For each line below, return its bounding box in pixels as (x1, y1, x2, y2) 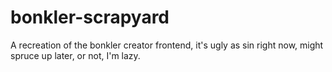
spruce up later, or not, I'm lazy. (10, 49, 141, 61)
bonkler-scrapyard (10, 6, 170, 29)
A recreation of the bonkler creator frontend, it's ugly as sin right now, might (10, 39, 324, 51)
